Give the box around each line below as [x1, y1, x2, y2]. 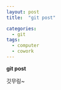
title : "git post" [6, 15, 56, 21]
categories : [6, 26, 37, 32]
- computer [12, 43, 40, 49]
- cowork [12, 48, 34, 55]
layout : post [6, 9, 40, 15]
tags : [6, 37, 20, 43]
